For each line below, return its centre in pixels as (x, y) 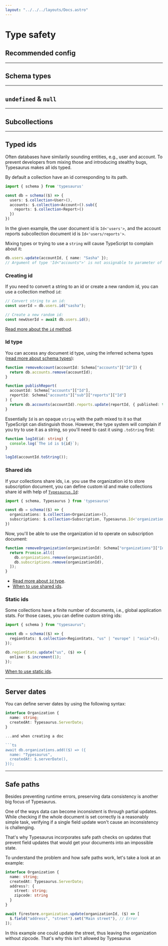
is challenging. (20, 827)
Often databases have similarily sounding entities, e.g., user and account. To (84, 157)
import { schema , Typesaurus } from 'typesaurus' (58, 501)
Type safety (30, 34)
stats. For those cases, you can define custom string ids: (63, 615)
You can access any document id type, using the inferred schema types (79, 353)
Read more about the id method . (39, 329)
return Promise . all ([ (32, 553)
